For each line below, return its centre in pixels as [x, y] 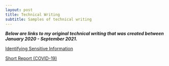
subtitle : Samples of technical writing [49, 19]
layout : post [19, 10]
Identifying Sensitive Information [39, 49]
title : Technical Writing [32, 15]
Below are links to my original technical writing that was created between [84, 34]
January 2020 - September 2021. [41, 39]
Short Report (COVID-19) [31, 58]
